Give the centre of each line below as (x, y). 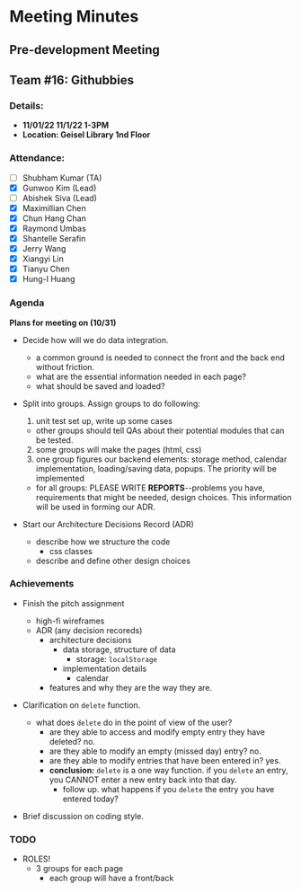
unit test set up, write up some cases (104, 420)
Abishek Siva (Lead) (59, 198)
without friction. (65, 367)
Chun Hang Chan (54, 218)
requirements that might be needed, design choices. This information (164, 497)
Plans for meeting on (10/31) (63, 322)
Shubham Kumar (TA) (62, 178)
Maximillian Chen (54, 208)
